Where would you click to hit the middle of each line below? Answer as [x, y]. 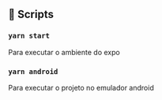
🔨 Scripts [31, 15]
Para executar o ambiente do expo [64, 52]
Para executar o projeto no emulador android [81, 87]
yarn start [29, 36]
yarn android [33, 71]
